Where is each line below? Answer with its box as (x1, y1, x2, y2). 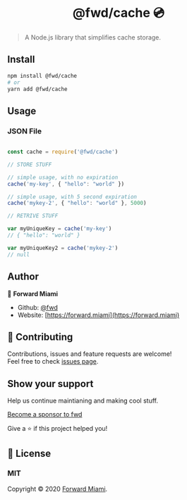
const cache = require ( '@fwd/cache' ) (7, 148, 119, 155)
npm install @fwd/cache (7, 72, 78, 79)
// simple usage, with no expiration (7, 174, 119, 181)
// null (7, 251, 30, 258)
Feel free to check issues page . (7, 357, 99, 366)
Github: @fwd (17, 303, 58, 311)
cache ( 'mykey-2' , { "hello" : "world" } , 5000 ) (7, 200, 147, 207)
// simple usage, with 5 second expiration (7, 193, 138, 201)
